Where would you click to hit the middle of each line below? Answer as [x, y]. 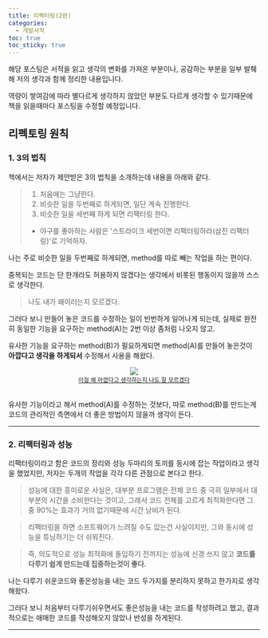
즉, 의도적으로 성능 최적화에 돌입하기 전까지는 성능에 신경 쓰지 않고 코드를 [142, 554]
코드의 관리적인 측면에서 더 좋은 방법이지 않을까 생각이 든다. [101, 414]
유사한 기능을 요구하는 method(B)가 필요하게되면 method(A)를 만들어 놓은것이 [130, 345]
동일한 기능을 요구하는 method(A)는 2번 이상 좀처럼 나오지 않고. [116, 329]
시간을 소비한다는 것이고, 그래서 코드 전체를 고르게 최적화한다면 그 [151, 500]
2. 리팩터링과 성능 [41, 444]
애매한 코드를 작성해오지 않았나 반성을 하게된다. [109, 618]
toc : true [25, 38]
